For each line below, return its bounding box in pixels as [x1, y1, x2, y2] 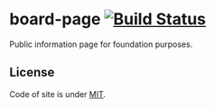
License [9, 65, 55, 80]
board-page [9, 9, 101, 30]
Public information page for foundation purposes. [9, 39, 193, 49]
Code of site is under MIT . [9, 88, 107, 99]
